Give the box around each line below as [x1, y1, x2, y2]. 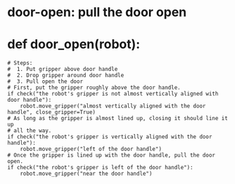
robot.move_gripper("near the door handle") [20, 170, 153, 178]
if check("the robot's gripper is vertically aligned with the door [7, 133, 212, 140]
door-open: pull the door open [7, 4, 187, 20]
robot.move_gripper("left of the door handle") [20, 145, 162, 153]
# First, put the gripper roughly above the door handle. [7, 84, 181, 91]
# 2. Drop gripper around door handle [7, 72, 125, 79]
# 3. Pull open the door [7, 78, 83, 85]
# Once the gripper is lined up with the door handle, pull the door [7, 152, 216, 159]
